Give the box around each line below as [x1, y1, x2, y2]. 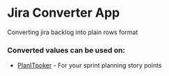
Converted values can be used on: [7, 45, 125, 55]
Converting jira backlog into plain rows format [7, 28, 138, 36]
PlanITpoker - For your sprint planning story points [17, 61, 162, 70]
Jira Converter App [7, 5, 120, 21]
